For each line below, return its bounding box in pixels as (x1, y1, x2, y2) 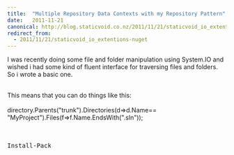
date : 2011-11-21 (7, 17, 64, 24)
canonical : (7, 23, 39, 30)
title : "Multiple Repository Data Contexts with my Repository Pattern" (7, 10, 226, 17)
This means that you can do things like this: (7, 91, 132, 100)
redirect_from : (7, 29, 52, 37)
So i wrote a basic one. (7, 71, 73, 79)
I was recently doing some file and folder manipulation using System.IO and (7, 55, 224, 64)
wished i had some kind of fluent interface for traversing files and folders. (7, 63, 218, 71)
